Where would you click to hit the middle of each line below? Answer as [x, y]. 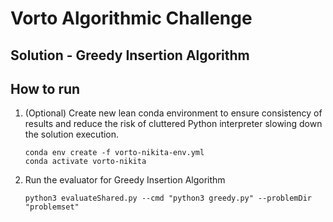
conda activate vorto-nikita [85, 162]
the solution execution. [72, 134]
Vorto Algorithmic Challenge [131, 18]
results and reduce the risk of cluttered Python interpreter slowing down [173, 124]
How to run [45, 88]
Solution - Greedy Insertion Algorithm [130, 55]
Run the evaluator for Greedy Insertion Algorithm [125, 180]
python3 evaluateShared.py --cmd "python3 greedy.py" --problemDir [168, 198]
